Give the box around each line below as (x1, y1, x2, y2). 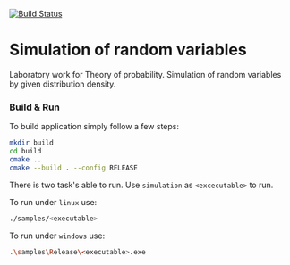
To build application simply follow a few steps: (9, 121, 180, 132)
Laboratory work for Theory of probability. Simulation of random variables (9, 69, 282, 79)
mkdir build (9, 138, 54, 147)
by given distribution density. (9, 79, 116, 89)
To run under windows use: (9, 230, 106, 241)
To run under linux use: (9, 196, 98, 207)
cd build (9, 147, 42, 156)
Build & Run (9, 101, 61, 113)
